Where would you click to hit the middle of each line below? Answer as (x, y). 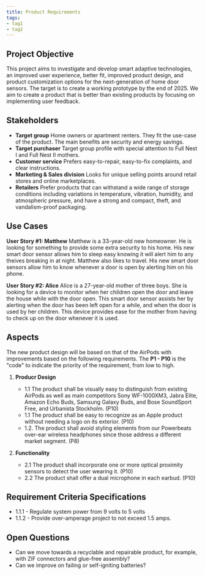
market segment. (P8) (52, 441)
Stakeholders (32, 120)
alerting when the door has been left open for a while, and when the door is (101, 305)
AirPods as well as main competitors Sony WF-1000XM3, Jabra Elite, (111, 395)
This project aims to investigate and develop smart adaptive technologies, (99, 69)
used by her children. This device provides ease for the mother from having (102, 311)
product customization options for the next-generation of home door (93, 82)
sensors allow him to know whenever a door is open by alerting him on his (100, 267)
